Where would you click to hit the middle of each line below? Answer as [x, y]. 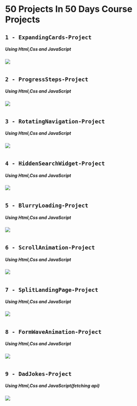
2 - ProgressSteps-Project [47, 79]
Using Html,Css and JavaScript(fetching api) [52, 386]
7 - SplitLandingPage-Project [52, 290]
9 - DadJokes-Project [38, 374]
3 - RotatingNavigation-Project [55, 121]
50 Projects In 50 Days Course [69, 9]
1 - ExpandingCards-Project [48, 37]
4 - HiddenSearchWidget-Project [55, 163]
